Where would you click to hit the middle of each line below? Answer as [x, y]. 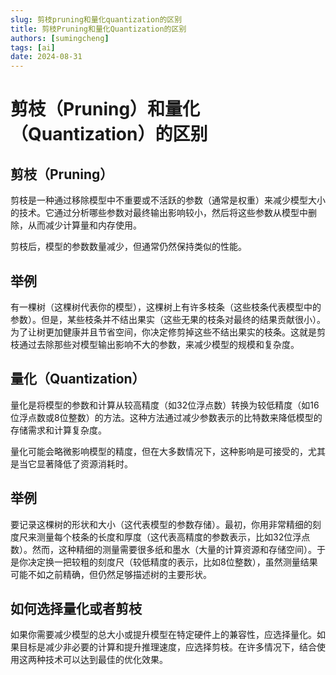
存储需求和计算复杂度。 [58, 430]
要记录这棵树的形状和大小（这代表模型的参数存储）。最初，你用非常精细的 [161, 524]
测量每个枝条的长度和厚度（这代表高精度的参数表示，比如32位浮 [169, 537]
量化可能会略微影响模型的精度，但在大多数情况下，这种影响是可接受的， [159, 451]
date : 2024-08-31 [46, 57]
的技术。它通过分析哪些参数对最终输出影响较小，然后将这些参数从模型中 [159, 213]
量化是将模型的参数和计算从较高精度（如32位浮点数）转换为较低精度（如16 [165, 405]
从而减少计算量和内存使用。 [84, 225]
